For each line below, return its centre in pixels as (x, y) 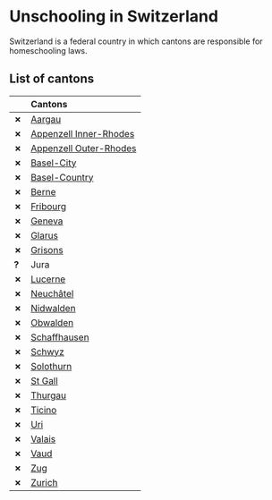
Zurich (44, 482)
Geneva (47, 221)
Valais (43, 438)
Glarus (44, 235)
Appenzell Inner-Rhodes (83, 133)
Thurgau (49, 395)
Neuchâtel (52, 293)
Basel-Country (62, 177)
